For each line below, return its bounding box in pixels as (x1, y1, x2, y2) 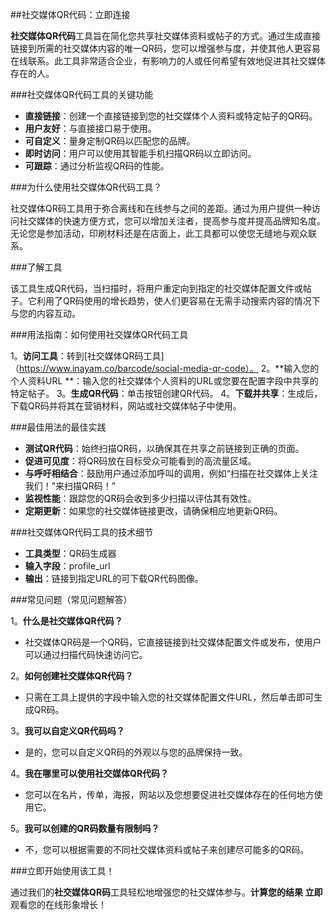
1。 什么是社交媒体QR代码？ (10, 615, 123, 627)
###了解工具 (10, 261, 63, 273)
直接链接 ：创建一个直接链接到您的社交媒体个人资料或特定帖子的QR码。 (24, 110, 318, 122)
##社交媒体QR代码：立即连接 (10, 9, 131, 20)
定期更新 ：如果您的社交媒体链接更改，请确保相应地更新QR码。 (24, 505, 283, 517)
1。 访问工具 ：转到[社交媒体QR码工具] (10, 350, 165, 362)
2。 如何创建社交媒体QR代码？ (10, 670, 134, 682)
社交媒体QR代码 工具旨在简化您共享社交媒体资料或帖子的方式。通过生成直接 (10, 30, 322, 42)
